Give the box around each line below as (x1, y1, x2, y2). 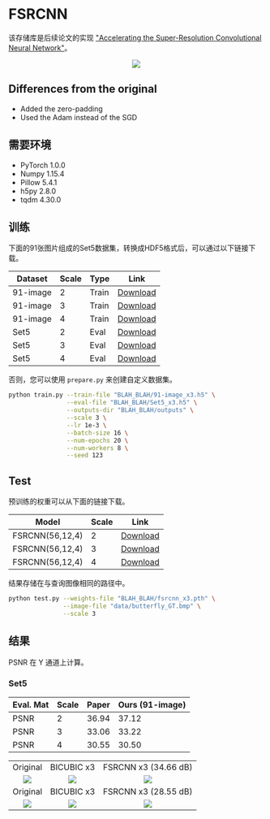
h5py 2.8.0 (19, 186, 57, 196)
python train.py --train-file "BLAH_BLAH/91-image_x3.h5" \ (8, 391, 216, 399)
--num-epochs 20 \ (66, 436, 129, 444)
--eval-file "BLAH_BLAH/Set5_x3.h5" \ (66, 399, 198, 407)
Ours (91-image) (118, 699, 186, 710)
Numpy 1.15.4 (19, 168, 65, 179)
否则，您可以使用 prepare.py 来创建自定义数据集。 (8, 375, 177, 384)
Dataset (16, 273, 48, 284)
